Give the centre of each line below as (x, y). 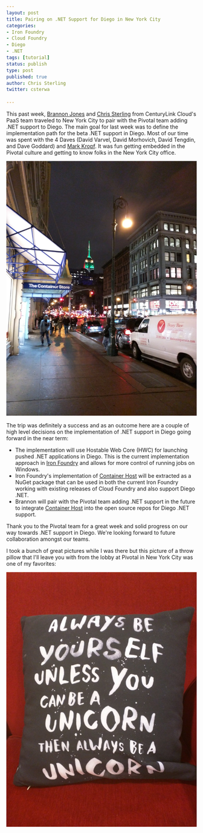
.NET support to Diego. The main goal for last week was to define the (92, 127)
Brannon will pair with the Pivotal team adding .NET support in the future (105, 501)
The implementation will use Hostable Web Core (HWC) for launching (101, 450)
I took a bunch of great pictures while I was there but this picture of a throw (100, 551)
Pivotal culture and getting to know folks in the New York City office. (91, 152)
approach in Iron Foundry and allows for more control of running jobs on (105, 463)
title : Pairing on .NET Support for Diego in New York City (84, 19)
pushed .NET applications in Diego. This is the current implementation (102, 457)
